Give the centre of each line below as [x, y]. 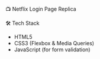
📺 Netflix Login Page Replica [41, 9]
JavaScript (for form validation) [52, 49]
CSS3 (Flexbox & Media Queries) [54, 43]
